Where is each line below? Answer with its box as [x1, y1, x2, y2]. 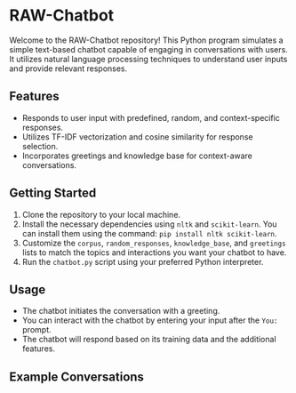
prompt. [21, 325, 52, 335]
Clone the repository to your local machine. [21, 209, 180, 220]
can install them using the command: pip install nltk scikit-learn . [21, 228, 277, 238]
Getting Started [9, 186, 97, 201]
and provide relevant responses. [9, 63, 128, 74]
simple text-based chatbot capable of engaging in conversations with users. [9, 44, 289, 54]
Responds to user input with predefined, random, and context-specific [21, 112, 280, 123]
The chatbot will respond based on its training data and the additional [21, 334, 277, 345]
